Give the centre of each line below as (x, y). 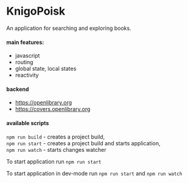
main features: (25, 42)
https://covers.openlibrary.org (53, 109)
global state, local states (46, 69)
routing (24, 62)
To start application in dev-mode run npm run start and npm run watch (94, 173)
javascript (27, 56)
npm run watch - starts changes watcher (56, 149)
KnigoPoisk (36, 11)
